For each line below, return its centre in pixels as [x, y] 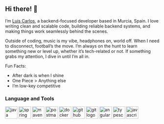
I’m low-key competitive [36, 86]
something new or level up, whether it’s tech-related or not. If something [78, 51]
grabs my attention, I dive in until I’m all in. [47, 56]
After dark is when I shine [38, 75]
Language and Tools [30, 99]
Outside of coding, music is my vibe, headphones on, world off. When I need [82, 41]
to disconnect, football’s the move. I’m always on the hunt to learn [71, 46]
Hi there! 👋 [22, 9]
